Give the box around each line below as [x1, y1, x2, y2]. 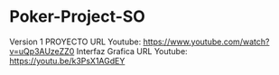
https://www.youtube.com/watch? [143, 36, 270, 47]
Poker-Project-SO [9, 6, 146, 27]
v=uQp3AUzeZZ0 [9, 45, 75, 56]
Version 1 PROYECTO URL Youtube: [9, 36, 142, 47]
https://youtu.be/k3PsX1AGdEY [9, 55, 126, 66]
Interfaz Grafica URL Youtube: [76, 45, 188, 56]
